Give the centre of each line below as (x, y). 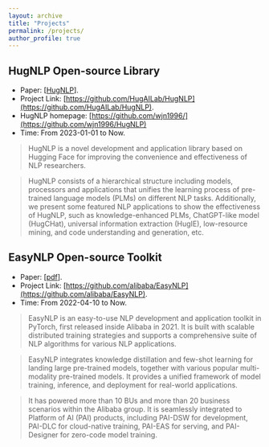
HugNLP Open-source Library (84, 70)
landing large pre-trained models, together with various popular (133, 367)
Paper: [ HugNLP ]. (49, 90)
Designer (43, 434)
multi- (250, 367)
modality (43, 376)
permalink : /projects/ (46, 31)
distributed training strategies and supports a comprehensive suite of (142, 335)
